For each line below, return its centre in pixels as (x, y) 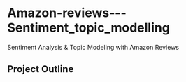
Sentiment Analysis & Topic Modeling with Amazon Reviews (93, 47)
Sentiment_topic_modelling (88, 28)
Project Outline (41, 69)
